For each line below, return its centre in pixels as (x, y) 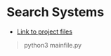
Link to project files (45, 31)
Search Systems (55, 12)
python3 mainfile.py (53, 45)
